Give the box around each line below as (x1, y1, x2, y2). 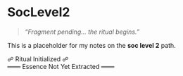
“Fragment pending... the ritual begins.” (24, 27, 140, 36)
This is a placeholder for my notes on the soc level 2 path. (7, 41, 176, 49)
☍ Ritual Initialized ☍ (7, 54, 69, 63)
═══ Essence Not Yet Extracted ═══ (7, 62, 115, 70)
